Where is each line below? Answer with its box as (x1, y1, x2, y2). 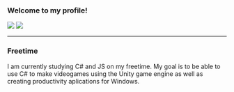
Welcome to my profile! (7, 6, 88, 15)
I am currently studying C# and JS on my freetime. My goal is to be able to (7, 62, 221, 70)
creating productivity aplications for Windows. (7, 77, 140, 85)
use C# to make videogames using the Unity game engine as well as (7, 69, 203, 78)
